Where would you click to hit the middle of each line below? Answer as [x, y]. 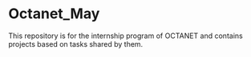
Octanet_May [54, 14]
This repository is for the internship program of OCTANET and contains [125, 36]
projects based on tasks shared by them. [76, 44]
